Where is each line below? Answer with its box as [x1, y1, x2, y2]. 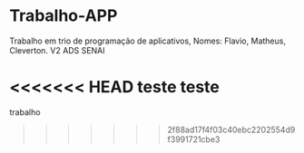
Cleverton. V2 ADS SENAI [9, 44, 106, 55]
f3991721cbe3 [167, 133, 221, 145]
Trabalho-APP [9, 5, 118, 26]
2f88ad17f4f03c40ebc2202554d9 [167, 124, 296, 135]
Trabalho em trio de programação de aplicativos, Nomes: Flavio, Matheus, [9, 35, 286, 46]
